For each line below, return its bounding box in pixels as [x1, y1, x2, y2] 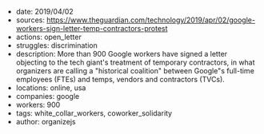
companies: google [15, 92, 80, 100]
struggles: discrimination [15, 41, 98, 50]
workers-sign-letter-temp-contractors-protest [15, 24, 168, 33]
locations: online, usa [15, 83, 86, 93]
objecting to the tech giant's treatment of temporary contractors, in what [15, 57, 255, 67]
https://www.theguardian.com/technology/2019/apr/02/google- [46, 15, 256, 25]
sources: [15, 15, 46, 25]
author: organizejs [15, 117, 76, 126]
